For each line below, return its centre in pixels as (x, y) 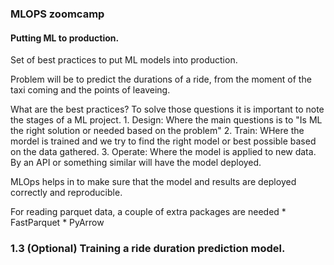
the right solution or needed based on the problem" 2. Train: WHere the (157, 131)
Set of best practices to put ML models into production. (124, 60)
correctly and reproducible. (66, 193)
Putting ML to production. (65, 38)
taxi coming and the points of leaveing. (90, 90)
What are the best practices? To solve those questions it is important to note (167, 109)
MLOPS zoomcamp (57, 14)
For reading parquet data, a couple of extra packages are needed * (148, 212)
